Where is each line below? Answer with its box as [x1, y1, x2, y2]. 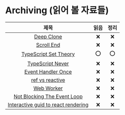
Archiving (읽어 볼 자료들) [5, 5, 109, 16]
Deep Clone [34, 33, 62, 40]
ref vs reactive [31, 76, 66, 84]
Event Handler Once [24, 68, 72, 75]
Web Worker [33, 85, 63, 92]
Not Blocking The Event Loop [13, 93, 83, 100]
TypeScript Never [27, 60, 69, 67]
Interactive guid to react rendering [8, 101, 89, 108]
